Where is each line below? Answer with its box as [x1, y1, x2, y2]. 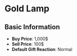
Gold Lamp [4, 3, 50, 14]
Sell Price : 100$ [11, 41, 44, 47]
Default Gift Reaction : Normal [11, 47, 73, 52]
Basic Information [4, 23, 60, 31]
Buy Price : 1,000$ [11, 36, 49, 42]
